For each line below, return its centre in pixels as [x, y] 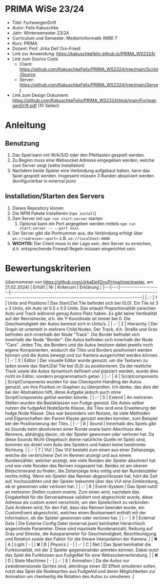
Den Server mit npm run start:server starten [57, 218]
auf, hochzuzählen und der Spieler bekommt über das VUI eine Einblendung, [82, 481]
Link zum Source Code [35, 59]
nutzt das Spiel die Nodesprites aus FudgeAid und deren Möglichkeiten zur [80, 571]
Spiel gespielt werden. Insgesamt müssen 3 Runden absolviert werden [83, 176]
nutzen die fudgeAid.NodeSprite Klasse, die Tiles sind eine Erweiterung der [81, 408]
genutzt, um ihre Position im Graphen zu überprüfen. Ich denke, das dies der [82, 387]
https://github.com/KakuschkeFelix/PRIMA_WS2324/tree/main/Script [89, 69]
